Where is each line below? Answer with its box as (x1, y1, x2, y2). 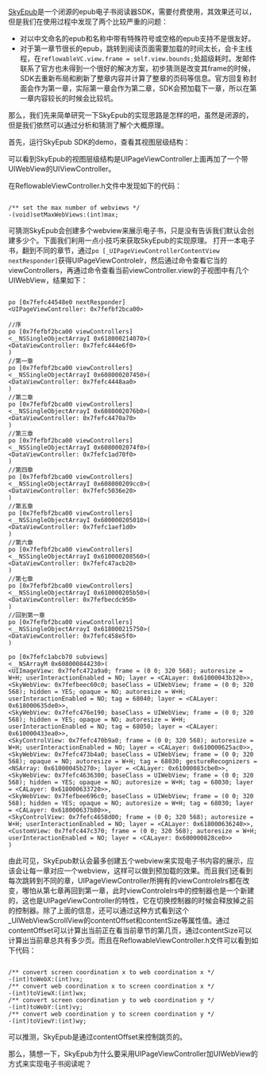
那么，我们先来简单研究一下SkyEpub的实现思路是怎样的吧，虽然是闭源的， (8, 111, 253, 119)
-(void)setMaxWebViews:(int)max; (8, 211, 119, 219)
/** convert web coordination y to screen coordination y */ (8, 1010, 215, 1018)
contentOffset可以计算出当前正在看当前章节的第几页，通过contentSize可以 (8, 926, 253, 935)
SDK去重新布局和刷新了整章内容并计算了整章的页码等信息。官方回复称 (19, 74, 250, 83)
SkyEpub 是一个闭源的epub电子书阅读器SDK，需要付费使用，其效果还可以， (8, 7, 256, 16)
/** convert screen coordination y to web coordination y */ (8, 996, 215, 1004)
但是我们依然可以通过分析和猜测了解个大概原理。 (8, 120, 168, 130)
